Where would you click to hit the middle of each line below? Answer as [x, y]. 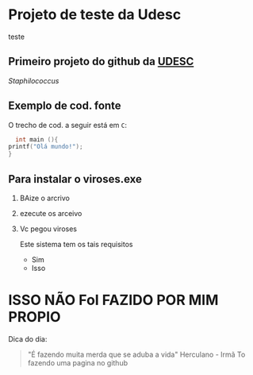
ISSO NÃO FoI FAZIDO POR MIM [113, 300]
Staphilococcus [34, 80]
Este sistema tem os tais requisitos [76, 244]
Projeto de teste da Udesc [95, 15]
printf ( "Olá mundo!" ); [46, 147]
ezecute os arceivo [51, 213]
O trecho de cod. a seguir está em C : [68, 125]
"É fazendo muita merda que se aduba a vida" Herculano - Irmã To [136, 354]
